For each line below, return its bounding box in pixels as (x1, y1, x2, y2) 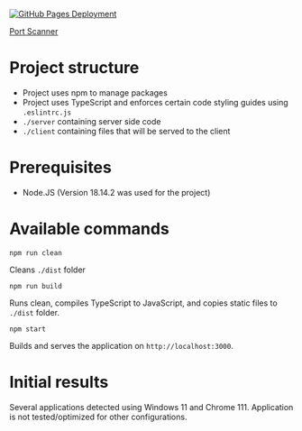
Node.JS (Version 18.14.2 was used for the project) (22, 187, 211, 197)
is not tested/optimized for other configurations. (9, 411, 188, 422)
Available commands (9, 219, 169, 239)
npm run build (9, 281, 63, 290)
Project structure (9, 58, 140, 78)
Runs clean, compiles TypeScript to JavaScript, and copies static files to (9, 298, 278, 308)
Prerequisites (9, 158, 113, 178)
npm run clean (9, 248, 63, 257)
